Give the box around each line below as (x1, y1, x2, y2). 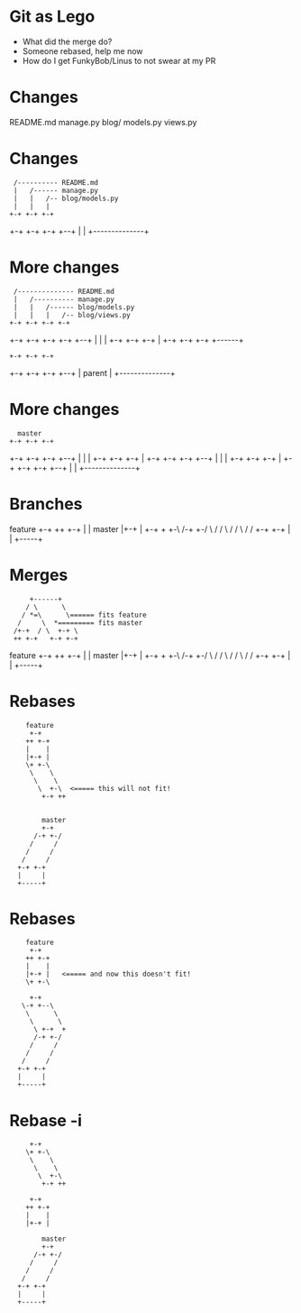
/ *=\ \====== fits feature (21, 611, 147, 620)
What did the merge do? (22, 36, 113, 47)
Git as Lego (9, 6, 96, 27)
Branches (9, 493, 83, 514)
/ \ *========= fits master (17, 618, 143, 628)
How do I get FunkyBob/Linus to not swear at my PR (22, 55, 216, 66)
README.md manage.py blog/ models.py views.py (9, 116, 197, 127)
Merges (9, 565, 68, 585)
